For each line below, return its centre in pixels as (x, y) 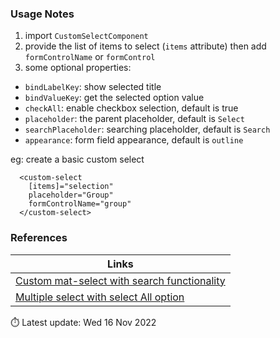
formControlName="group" (80, 204)
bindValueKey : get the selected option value (114, 98)
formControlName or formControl (90, 57)
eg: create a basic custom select (77, 159)
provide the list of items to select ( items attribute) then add (145, 46)
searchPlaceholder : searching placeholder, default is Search (147, 129)
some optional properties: (78, 68)
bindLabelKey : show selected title (93, 87)
